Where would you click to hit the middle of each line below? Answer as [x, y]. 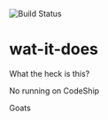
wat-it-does [54, 49]
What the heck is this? [50, 73]
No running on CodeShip [54, 90]
